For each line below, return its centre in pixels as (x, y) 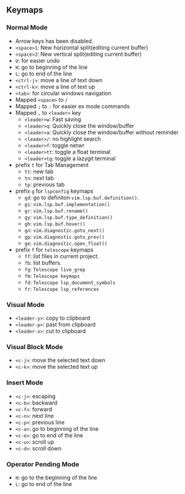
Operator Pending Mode (43, 464)
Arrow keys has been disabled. (54, 41)
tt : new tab (39, 171)
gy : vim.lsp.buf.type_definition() (69, 217)
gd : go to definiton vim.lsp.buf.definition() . (81, 197)
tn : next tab (39, 178)
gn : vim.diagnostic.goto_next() (65, 230)
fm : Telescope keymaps (52, 276)
